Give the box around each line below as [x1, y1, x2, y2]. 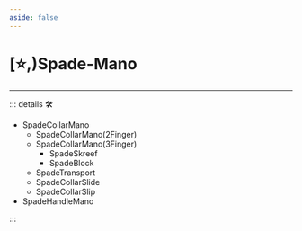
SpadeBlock [49, 157, 94, 168]
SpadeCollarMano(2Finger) [35, 129, 138, 139]
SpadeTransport [35, 167, 96, 178]
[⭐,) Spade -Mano [9, 53, 138, 74]
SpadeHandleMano [22, 195, 94, 207]
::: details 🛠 [9, 98, 54, 109]
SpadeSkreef [49, 147, 98, 158]
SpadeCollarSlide [35, 176, 101, 187]
